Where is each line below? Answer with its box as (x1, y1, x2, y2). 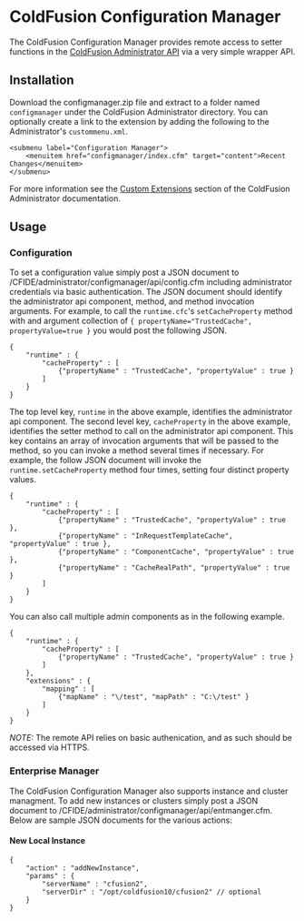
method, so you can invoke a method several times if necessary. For (9, 445, 265, 456)
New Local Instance (9, 835, 86, 846)
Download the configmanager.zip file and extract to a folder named (9, 96, 260, 107)
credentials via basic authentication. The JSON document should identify (9, 287, 283, 298)
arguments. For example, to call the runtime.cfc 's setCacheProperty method (9, 306, 293, 317)
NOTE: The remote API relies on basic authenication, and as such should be (9, 733, 292, 744)
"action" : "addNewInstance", (25, 863, 141, 873)
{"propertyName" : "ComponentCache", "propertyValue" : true (57, 548, 295, 557)
